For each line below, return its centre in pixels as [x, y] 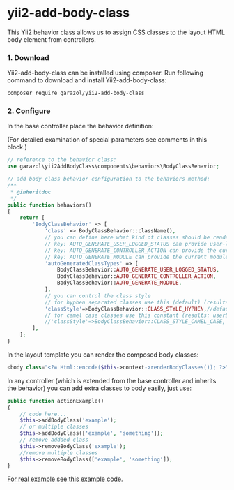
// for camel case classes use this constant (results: [127, 315]
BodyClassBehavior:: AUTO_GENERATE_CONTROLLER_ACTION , [136, 276]
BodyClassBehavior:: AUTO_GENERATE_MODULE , [119, 283]
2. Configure [29, 111]
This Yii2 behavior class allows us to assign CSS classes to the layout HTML [116, 32]
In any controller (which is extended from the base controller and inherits [112, 380]
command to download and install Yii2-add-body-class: [87, 80]
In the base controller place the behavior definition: [80, 126]
